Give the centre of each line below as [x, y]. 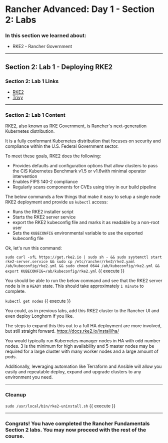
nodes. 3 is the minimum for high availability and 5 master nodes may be [80, 346]
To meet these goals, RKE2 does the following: [53, 156]
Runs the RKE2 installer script [43, 212]
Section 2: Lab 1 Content [35, 115]
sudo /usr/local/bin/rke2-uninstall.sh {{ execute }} [60, 406]
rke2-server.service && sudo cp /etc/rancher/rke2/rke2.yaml [70, 262]
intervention [25, 176]
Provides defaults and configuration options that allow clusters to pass [85, 166]
